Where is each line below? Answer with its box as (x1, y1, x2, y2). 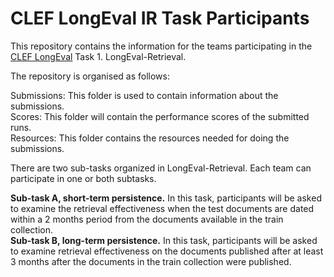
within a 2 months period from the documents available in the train (10, 213, 284, 225)
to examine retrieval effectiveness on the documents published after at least (10, 245, 324, 257)
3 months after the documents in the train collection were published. (10, 255, 292, 267)
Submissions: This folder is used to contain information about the (10, 89, 279, 101)
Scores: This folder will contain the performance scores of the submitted (10, 110, 310, 122)
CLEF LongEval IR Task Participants (10, 7, 310, 30)
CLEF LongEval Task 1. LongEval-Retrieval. (10, 50, 187, 62)
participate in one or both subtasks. (10, 172, 157, 184)
